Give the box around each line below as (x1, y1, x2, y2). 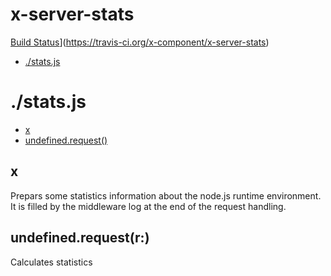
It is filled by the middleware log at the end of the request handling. (10, 200, 287, 212)
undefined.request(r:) (10, 229, 150, 247)
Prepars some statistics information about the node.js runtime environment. (10, 189, 322, 202)
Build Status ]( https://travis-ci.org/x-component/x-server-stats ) (10, 36, 270, 48)
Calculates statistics (10, 256, 93, 268)
